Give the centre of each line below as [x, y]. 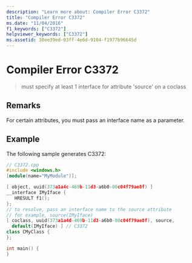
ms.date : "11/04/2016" [35, 23]
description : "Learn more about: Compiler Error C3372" [78, 12]
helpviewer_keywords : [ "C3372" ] [47, 34]
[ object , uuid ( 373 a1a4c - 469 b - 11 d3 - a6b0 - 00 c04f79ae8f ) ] [80, 187]
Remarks [24, 106]
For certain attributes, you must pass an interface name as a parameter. [96, 120]
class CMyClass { [28, 232]
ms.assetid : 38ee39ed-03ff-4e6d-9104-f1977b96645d [71, 40]
